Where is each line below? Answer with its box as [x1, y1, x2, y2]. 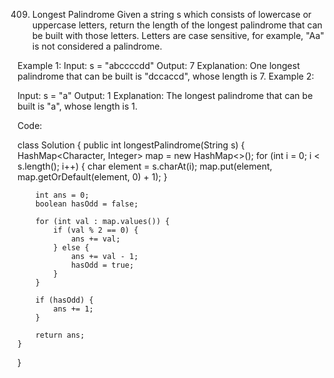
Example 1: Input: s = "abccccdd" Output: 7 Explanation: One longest [17, 60, 300, 71]
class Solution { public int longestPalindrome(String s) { [17, 139, 245, 151]
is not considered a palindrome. [31, 40, 163, 52]
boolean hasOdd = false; [35, 199, 139, 209]
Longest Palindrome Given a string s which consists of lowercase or [31, 9, 312, 20]
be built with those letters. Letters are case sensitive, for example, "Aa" [31, 30, 325, 41]
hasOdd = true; [70, 260, 135, 270]
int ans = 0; [35, 190, 90, 200]
